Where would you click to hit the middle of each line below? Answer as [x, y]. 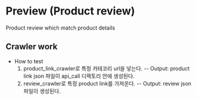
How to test [29, 61]
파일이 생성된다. [42, 91]
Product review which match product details [61, 28]
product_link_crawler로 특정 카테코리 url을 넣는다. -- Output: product [107, 68]
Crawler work [32, 47]
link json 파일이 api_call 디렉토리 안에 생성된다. [79, 76]
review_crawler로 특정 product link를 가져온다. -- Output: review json [107, 83]
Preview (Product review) [70, 11]
